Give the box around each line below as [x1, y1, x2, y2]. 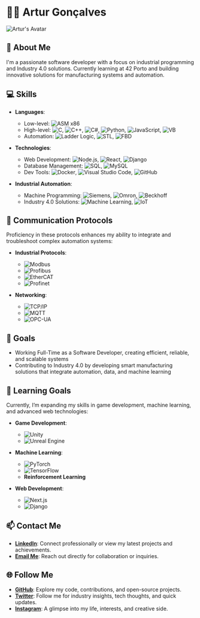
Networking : [14, 292, 47, 299]
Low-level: [23, 120, 50, 127]
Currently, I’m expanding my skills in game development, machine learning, [6, 401, 192, 408]
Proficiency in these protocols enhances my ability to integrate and [6, 231, 171, 238]
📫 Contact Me [6, 521, 62, 531]
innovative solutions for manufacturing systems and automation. [6, 71, 165, 78]
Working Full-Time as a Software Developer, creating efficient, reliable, [14, 349, 190, 356]
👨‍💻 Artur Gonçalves [6, 5, 107, 19]
